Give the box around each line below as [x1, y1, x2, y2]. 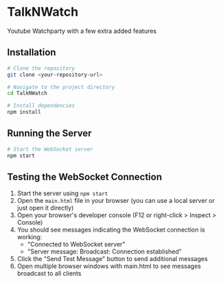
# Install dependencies [7, 102, 75, 110]
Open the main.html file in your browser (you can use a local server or [16, 197, 215, 205]
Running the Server [7, 127, 92, 139]
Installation [7, 47, 56, 58]
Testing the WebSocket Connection [7, 171, 163, 182]
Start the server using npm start [16, 189, 108, 197]
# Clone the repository [7, 64, 75, 72]
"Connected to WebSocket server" [27, 241, 126, 249]
